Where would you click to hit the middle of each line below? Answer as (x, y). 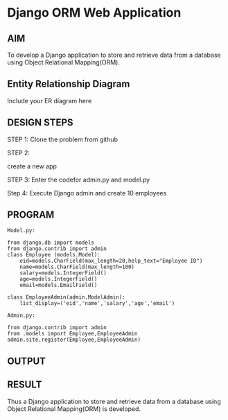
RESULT (25, 385)
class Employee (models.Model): (54, 255)
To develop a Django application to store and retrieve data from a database (114, 55)
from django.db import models (51, 243)
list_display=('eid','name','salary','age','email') (97, 304)
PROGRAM (31, 215)
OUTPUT (27, 361)
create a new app (32, 166)
